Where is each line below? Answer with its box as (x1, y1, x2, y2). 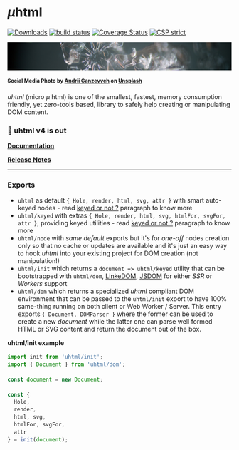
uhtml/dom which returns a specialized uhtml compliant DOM (17, 287, 194, 296)
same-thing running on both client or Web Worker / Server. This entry (17, 302, 222, 311)
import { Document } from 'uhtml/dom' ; (7, 361, 126, 368)
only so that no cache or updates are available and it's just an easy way (17, 242, 228, 250)
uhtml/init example (7, 339, 65, 347)
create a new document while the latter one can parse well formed (17, 317, 213, 326)
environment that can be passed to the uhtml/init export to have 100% (17, 295, 228, 303)
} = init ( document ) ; (7, 436, 69, 443)
